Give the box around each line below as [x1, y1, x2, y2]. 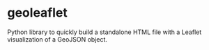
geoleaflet [7, 5, 68, 21]
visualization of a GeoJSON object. [7, 35, 108, 43]
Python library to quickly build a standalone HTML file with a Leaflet [7, 28, 202, 36]
